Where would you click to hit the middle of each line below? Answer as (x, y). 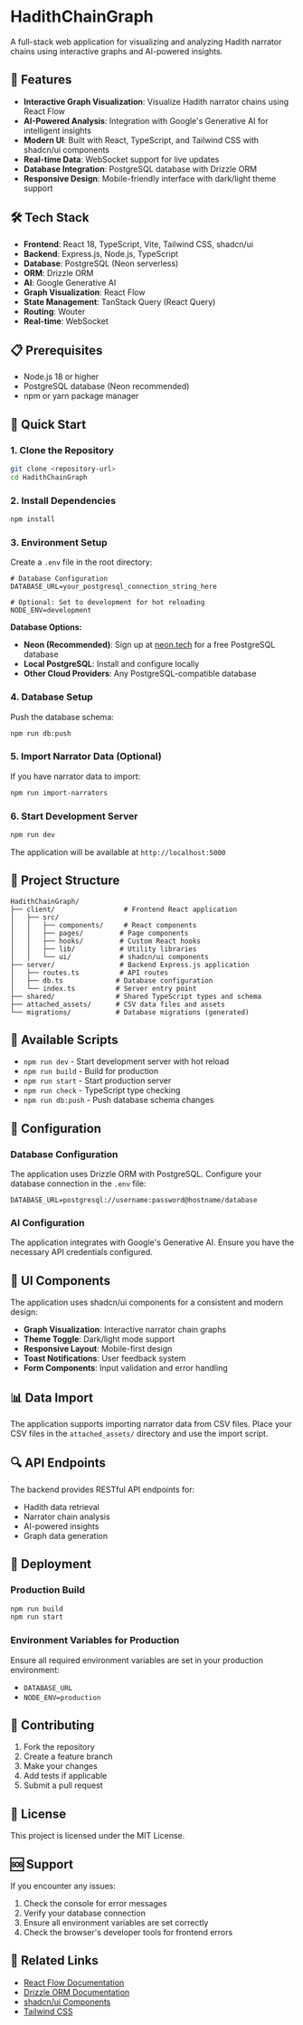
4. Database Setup (52, 697)
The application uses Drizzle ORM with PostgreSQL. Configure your (136, 1174)
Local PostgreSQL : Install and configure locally (111, 664)
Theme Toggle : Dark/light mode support (99, 1339)
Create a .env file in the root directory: (81, 562)
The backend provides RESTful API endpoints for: (103, 1489)
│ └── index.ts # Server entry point (104, 988)
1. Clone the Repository (62, 450)
